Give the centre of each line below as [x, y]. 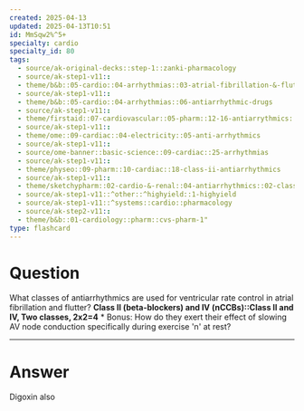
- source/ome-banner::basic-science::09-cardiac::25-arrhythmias [143, 152]
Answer [39, 372]
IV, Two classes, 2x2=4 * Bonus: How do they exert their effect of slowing [148, 317]
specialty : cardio [44, 43]
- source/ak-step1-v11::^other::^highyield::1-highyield [127, 195]
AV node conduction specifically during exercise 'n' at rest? [120, 327]
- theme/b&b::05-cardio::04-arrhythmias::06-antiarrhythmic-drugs [145, 102]
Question [44, 273]
